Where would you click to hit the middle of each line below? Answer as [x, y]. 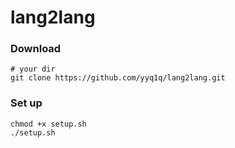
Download [36, 49]
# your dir [33, 69]
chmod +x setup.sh [48, 124]
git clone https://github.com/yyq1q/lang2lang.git [118, 78]
